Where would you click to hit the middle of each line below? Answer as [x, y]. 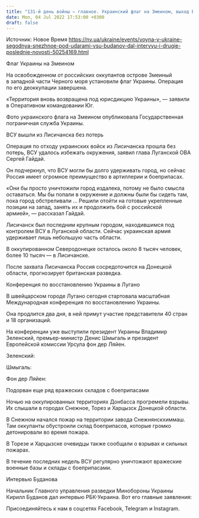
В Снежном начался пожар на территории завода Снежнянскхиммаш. [96, 420]
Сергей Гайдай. [26, 159]
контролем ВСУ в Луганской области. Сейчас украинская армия [89, 231]
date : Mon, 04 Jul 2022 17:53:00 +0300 [55, 17]
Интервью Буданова [32, 479]
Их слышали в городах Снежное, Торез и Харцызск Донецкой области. [97, 408]
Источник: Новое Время [37, 40]
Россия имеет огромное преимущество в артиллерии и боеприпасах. [95, 177]
